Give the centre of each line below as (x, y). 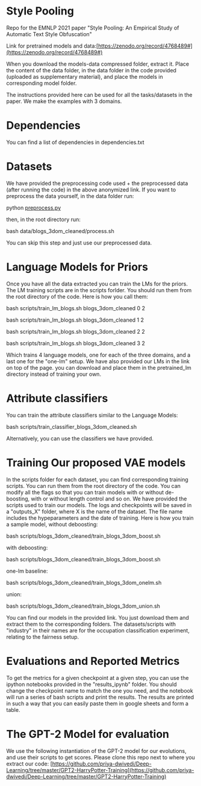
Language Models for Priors (77, 267)
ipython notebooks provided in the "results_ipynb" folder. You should (91, 684)
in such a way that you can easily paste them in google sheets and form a (97, 703)
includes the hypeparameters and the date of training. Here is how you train (100, 518)
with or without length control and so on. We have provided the (109, 499)
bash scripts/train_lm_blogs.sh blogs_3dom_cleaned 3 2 (76, 343)
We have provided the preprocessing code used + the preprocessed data (97, 183)
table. (13, 710)
